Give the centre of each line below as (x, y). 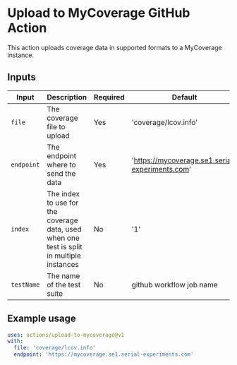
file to (56, 126)
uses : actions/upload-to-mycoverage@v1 (66, 335)
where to (61, 164)
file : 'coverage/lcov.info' (55, 348)
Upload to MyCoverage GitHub (99, 13)
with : (15, 341)
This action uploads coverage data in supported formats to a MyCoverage (115, 47)
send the (61, 173)
